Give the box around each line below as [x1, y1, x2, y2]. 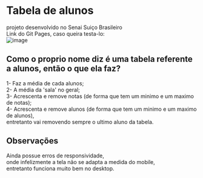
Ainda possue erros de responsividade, [6, 152, 105, 159]
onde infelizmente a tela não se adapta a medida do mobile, [6, 158, 156, 165]
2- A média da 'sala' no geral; [6, 86, 81, 93]
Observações [6, 136, 59, 146]
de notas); [6, 99, 32, 106]
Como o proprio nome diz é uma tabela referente [6, 54, 193, 64]
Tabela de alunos [6, 4, 94, 18]
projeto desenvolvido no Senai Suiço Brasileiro [6, 24, 122, 31]
